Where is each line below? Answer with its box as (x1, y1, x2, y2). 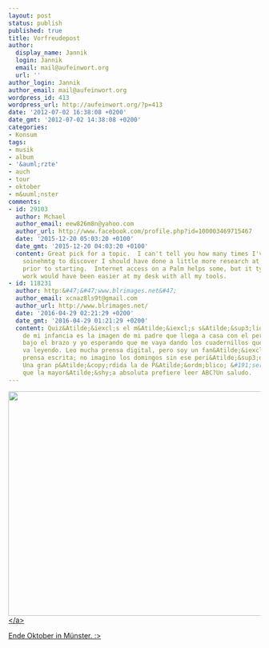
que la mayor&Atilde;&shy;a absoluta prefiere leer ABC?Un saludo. (22, 369, 252, 377)
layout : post (8, 11, 52, 20)
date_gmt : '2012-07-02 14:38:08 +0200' (8, 116, 142, 124)
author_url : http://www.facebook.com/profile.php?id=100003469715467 (15, 227, 252, 236)
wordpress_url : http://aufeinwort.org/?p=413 (8, 101, 163, 109)
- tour (8, 175, 30, 184)
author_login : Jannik (8, 78, 81, 86)
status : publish (8, 19, 62, 27)
